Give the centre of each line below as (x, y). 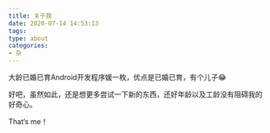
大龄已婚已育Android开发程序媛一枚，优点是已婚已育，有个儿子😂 (118, 77)
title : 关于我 (30, 16)
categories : (28, 46)
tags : (17, 31)
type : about (28, 38)
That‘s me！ (28, 121)
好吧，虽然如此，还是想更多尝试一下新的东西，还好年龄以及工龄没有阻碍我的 (135, 94)
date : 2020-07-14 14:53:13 (54, 23)
